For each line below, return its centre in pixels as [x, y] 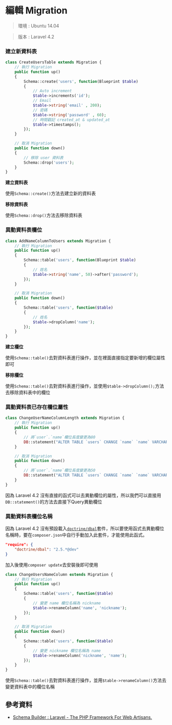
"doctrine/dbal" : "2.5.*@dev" [47, 549]
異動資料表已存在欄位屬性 [37, 407]
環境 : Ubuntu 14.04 [38, 26]
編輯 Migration [36, 11]
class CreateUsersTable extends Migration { [53, 62]
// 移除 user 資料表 [44, 157]
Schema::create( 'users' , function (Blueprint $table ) [81, 81]
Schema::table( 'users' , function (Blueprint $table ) [80, 260]
